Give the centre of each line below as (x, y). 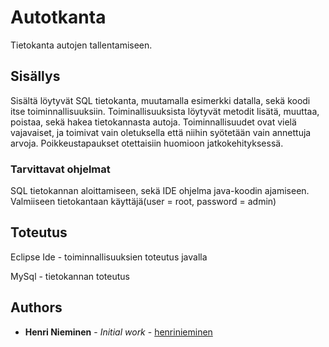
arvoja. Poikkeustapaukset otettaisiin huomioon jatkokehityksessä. (147, 143)
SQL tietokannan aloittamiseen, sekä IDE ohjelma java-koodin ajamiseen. (160, 191)
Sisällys (35, 76)
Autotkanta (58, 17)
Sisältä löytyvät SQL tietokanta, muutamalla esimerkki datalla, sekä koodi (160, 100)
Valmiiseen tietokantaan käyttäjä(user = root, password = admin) (143, 202)
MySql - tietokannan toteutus (70, 276)
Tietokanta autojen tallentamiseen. (81, 45)
